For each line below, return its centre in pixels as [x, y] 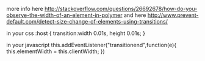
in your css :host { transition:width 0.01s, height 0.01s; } [76, 33]
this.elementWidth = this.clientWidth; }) [56, 51]
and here [135, 15]
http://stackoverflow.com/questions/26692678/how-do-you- [121, 9]
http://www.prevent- [173, 15]
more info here [25, 9]
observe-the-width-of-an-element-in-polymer [65, 15]
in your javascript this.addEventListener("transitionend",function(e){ [92, 45]
